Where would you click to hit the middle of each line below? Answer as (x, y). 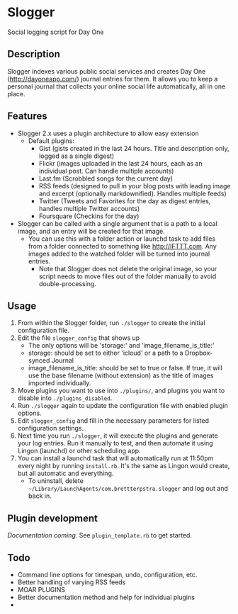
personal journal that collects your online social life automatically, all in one (117, 86)
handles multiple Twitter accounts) (89, 208)
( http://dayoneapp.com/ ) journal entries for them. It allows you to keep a (113, 79)
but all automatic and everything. (66, 473)
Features (27, 116)
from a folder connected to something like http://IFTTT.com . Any (123, 246)
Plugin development (52, 518)
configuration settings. (50, 428)
